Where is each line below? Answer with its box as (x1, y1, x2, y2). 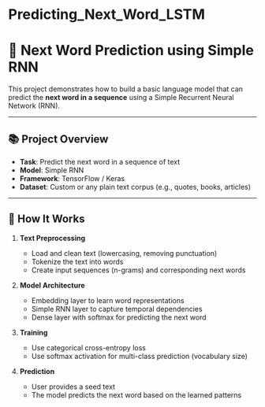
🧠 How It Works (8, 213, 85, 226)
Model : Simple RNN (19, 165, 84, 175)
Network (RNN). (8, 101, 61, 111)
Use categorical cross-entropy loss (31, 342, 146, 352)
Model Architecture (19, 280, 85, 290)
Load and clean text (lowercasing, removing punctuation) (31, 248, 218, 257)
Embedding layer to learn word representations (31, 295, 185, 305)
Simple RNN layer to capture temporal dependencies (31, 304, 203, 313)
